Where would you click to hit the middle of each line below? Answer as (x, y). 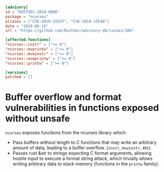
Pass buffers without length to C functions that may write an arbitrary (85, 142)
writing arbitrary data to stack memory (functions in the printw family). (86, 164)
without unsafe (38, 119)
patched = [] (19, 77)
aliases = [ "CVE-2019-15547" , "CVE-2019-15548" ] (57, 21)
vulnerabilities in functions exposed (82, 108)
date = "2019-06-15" (27, 26)
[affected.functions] (28, 40)
